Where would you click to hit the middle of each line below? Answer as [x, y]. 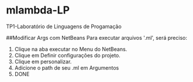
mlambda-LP [38, 10]
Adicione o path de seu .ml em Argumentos [67, 67]
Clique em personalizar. [43, 61]
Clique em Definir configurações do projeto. [68, 55]
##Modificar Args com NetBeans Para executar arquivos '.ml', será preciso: [96, 37]
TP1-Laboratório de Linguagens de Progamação [64, 26]
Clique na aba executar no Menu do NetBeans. [71, 49]
